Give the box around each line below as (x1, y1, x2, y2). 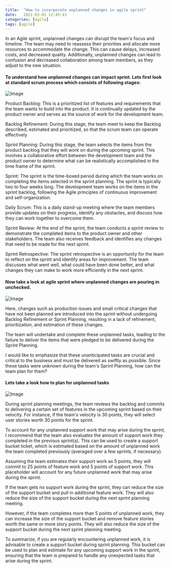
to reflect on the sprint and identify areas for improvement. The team (5, 257, 149, 263)
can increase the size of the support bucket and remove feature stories (5, 515, 154, 521)
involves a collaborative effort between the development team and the (5, 153, 152, 159)
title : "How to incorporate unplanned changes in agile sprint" (5, 7, 146, 13)
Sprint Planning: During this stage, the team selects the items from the (5, 141, 152, 148)
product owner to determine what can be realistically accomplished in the (5, 158, 159, 164)
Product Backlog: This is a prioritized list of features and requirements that (5, 100, 161, 106)
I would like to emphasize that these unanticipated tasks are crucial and (5, 352, 155, 358)
